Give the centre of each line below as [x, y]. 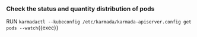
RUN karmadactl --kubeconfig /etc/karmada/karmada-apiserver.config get [99, 22]
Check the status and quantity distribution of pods [80, 9]
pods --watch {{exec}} [32, 28]
